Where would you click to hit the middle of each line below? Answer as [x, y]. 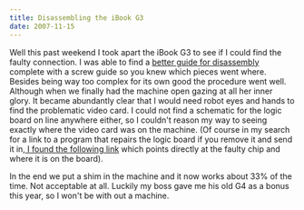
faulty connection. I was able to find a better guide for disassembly [135, 62]
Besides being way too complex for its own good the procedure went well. [148, 81]
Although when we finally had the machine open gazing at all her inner [141, 91]
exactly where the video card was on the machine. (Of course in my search [150, 129]
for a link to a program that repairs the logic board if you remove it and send [151, 139]
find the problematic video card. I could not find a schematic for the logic [146, 110]
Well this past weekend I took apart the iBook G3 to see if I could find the [146, 52]
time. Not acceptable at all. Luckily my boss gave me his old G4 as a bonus [149, 185]
